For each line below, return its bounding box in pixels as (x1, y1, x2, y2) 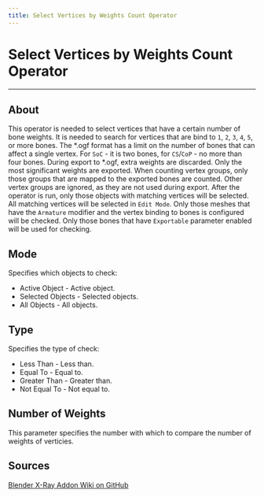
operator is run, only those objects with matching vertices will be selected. (8, 191, 249, 201)
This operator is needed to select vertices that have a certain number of (8, 124, 241, 134)
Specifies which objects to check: (8, 269, 118, 278)
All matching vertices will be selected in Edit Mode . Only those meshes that (8, 199, 251, 209)
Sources (8, 459, 50, 473)
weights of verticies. (8, 436, 75, 446)
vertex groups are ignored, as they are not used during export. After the (8, 183, 240, 192)
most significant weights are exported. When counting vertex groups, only (8, 166, 248, 176)
